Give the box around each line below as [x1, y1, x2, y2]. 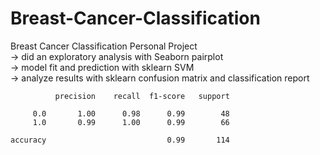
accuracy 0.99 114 [10, 135, 230, 145]
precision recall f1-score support [54, 91, 230, 101]
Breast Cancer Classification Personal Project [10, 40, 198, 52]
